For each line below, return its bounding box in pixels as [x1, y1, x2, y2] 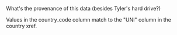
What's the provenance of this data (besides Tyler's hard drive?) [6, 5, 161, 12]
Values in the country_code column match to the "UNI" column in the [6, 16, 171, 23]
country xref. [6, 23, 37, 29]
